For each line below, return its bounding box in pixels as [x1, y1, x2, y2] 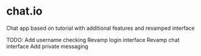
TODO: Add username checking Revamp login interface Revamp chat [6, 36, 180, 43]
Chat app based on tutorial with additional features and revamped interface [6, 24, 195, 32]
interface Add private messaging [6, 43, 88, 50]
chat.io [6, 4, 43, 18]
